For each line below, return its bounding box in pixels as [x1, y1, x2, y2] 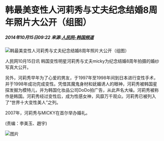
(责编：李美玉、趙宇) [5, 120, 48, 126]
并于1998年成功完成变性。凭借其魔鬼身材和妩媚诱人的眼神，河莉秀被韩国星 [5, 81, 158, 87]
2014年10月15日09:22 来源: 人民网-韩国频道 [5, 34, 94, 40]
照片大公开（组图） [14, 17, 92, 28]
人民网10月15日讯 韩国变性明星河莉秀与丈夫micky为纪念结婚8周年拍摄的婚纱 [5, 58, 160, 64]
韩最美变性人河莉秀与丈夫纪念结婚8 [5, 4, 149, 16]
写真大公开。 [5, 65, 31, 70]
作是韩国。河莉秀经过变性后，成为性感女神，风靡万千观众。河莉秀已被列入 [5, 93, 156, 99]
